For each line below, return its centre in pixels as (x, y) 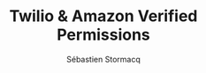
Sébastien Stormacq (103, 59)
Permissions (103, 35)
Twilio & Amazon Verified (103, 16)
